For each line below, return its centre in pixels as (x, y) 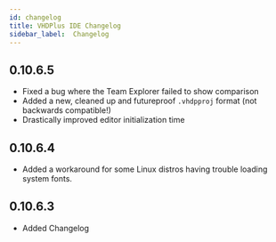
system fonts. (47, 178)
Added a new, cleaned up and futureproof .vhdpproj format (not (139, 101)
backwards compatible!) (66, 110)
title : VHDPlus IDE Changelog (65, 26)
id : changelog (36, 17)
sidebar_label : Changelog (59, 34)
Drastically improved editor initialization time (103, 120)
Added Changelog (56, 228)
